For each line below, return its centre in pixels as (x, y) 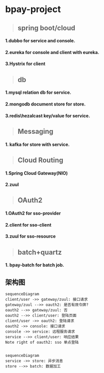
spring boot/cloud (46, 28)
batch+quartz (39, 252)
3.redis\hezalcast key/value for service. (48, 116)
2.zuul (12, 185)
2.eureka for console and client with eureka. (52, 52)
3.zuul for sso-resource (31, 236)
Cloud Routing (40, 160)
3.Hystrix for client (25, 64)
